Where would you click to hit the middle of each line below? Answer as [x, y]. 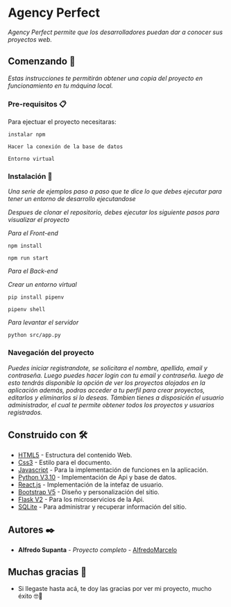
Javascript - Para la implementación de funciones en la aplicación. [113, 470]
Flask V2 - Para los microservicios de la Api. [81, 500]
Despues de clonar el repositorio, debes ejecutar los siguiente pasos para [114, 212]
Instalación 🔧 [30, 176]
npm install [25, 246]
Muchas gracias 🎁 [48, 572]
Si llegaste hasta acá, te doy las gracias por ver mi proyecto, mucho [115, 589]
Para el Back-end [33, 271]
